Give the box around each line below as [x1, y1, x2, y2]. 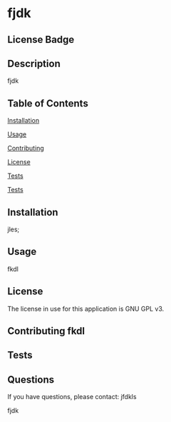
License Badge [7, 34, 75, 46]
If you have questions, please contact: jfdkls [7, 393, 137, 401]
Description [7, 57, 61, 69]
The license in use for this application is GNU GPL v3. [7, 304, 165, 313]
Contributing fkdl [7, 325, 85, 337]
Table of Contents [7, 97, 89, 109]
